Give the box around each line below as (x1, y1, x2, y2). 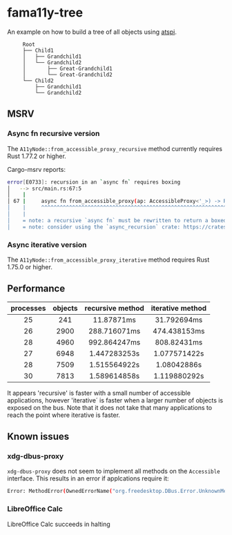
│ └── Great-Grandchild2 (22, 71, 113, 78)
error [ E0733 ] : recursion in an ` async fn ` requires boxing (7, 178, 181, 186)
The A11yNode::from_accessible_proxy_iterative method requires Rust (7, 255, 210, 264)
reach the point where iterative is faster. (7, 411, 121, 419)
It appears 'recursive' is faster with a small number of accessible (7, 389, 191, 397)
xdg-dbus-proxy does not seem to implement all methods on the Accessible (7, 467, 220, 476)
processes (10, 303, 46, 313)
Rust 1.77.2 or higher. (7, 152, 67, 160)
